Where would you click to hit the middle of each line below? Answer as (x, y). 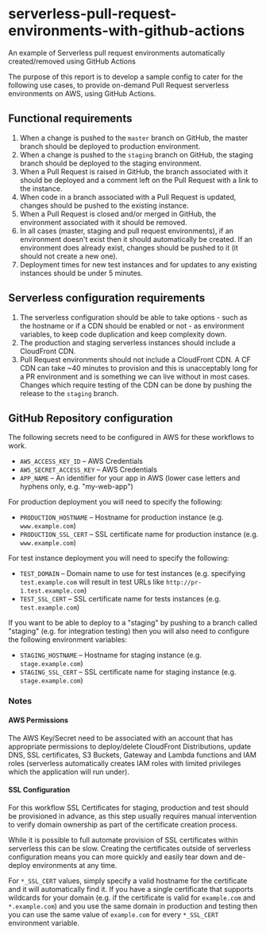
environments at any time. (75, 865)
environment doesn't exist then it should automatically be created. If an (136, 239)
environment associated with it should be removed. (104, 222)
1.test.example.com (52, 591)
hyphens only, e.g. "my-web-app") (76, 487)
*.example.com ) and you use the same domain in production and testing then (133, 906)
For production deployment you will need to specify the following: (116, 502)
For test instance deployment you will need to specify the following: (119, 558)
